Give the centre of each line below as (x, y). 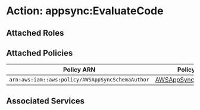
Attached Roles (35, 33)
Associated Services (46, 101)
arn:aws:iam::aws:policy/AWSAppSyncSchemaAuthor (79, 80)
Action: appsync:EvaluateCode (85, 11)
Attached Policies (40, 53)
